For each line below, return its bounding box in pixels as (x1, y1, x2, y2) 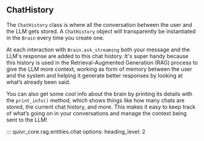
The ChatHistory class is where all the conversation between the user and (6, 21, 192, 28)
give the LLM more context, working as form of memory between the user (6, 65, 192, 73)
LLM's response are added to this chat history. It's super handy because (6, 52, 189, 60)
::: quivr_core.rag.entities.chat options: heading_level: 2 (6, 128, 145, 135)
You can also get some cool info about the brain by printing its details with (6, 90, 193, 97)
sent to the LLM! (6, 116, 48, 123)
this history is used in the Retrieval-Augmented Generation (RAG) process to (6, 59, 199, 66)
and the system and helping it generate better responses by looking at (6, 71, 183, 79)
